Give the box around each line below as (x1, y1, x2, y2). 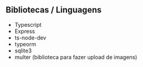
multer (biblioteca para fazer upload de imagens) (14, 53, 138, 60)
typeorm (14, 40, 37, 48)
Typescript (14, 21, 42, 28)
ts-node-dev (14, 33, 47, 41)
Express (14, 27, 35, 35)
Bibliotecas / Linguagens (5, 5, 102, 15)
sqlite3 (14, 47, 32, 54)
